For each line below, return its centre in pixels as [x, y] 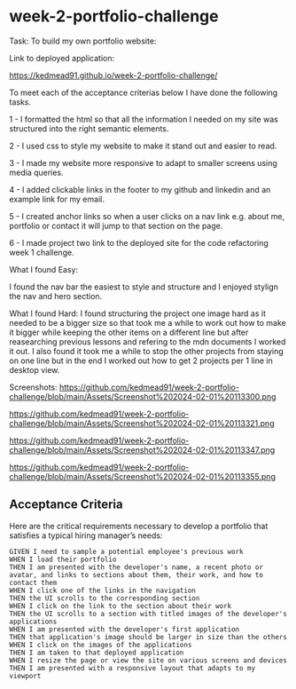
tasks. [20, 102]
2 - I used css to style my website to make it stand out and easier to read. [143, 146]
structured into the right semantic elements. [89, 128]
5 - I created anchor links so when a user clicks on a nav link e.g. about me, [147, 216]
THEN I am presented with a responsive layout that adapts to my [132, 668]
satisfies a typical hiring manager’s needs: [86, 535]
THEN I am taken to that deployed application [97, 653]
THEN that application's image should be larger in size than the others [148, 637]
